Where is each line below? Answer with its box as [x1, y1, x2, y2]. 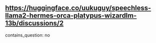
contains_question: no [5, 32, 51, 38]
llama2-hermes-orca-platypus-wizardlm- [5, 12, 137, 20]
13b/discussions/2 [5, 19, 64, 27]
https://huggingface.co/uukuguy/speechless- [5, 4, 152, 12]
